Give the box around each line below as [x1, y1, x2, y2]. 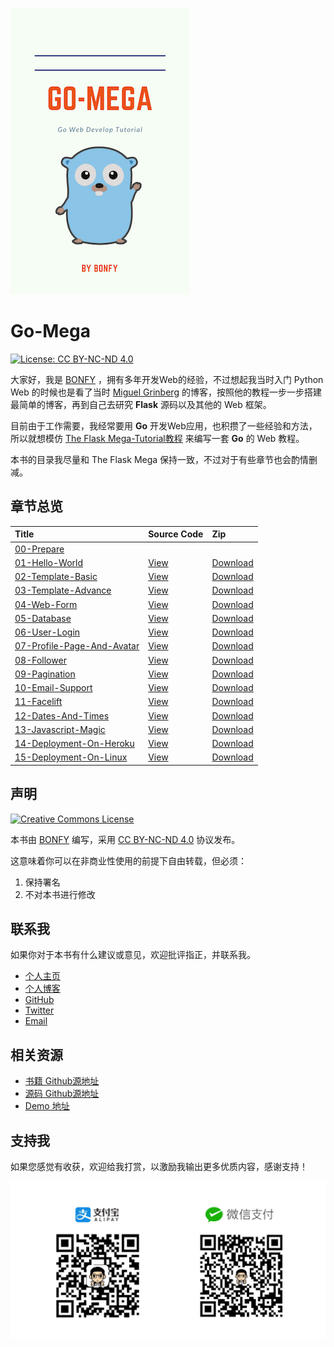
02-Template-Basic [14, 571, 98, 582]
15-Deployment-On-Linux [14, 751, 128, 763]
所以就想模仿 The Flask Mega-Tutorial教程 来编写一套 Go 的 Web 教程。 [10, 432, 305, 444]
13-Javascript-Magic [14, 723, 106, 735]
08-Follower [14, 654, 67, 666]
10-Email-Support [14, 682, 93, 693]
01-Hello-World [14, 556, 83, 568]
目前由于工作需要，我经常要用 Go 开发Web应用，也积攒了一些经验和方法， [10, 419, 318, 432]
